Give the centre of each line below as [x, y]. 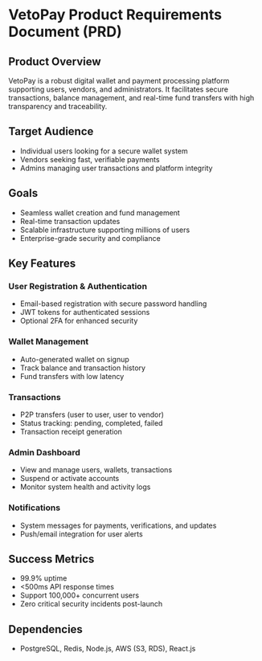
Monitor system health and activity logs [85, 487]
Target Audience [51, 131]
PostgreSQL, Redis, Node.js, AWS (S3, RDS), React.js [108, 649]
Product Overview [55, 61]
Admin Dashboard [44, 452]
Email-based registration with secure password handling [113, 304]
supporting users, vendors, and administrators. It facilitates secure [119, 89]
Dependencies [45, 629]
